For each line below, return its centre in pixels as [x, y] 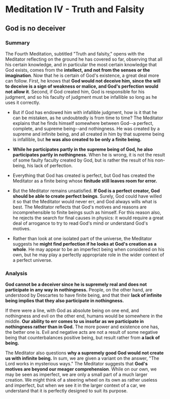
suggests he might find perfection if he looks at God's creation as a [84, 244]
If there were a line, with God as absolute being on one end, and [72, 311]
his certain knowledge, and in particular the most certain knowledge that [81, 64]
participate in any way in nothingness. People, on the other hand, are [79, 290]
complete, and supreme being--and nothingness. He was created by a [86, 128]
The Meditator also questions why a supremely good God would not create [84, 353]
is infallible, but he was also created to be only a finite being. [77, 139]
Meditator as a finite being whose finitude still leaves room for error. [85, 181]
